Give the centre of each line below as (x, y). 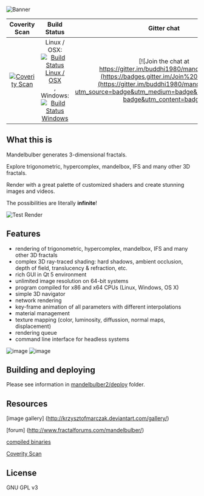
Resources (27, 404)
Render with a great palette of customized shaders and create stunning (95, 184)
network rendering (38, 300)
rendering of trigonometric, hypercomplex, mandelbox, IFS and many (101, 248)
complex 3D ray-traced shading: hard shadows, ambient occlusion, (99, 261)
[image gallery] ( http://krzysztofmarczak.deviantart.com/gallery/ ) (88, 418)
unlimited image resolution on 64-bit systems (72, 281)
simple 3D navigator (40, 294)
